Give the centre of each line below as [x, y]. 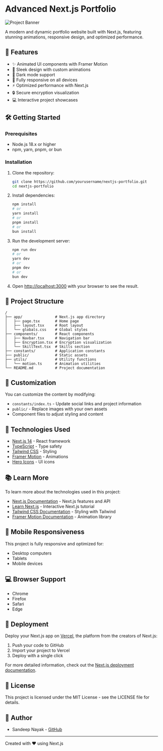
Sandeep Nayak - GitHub [37, 730]
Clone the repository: [33, 173]
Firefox [19, 598]
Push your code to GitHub [38, 646]
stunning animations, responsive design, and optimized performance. [74, 37]
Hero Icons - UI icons [33, 462]
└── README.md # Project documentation [55, 368]
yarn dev [21, 259]
